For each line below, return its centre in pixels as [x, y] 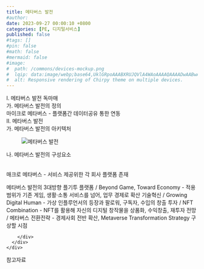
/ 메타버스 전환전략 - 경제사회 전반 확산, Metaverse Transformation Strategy [98, 218]
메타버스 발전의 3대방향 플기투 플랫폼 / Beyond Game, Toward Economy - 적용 [101, 187]
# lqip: [17, 74]
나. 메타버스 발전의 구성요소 [39, 155]
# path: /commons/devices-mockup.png [55, 69]
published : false [28, 35]
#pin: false [21, 46]
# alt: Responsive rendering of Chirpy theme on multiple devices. [95, 80]
